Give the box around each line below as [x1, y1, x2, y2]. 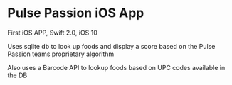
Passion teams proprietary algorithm [7, 50, 115, 58]
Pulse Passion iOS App [7, 5, 144, 21]
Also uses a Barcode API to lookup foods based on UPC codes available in [7, 63, 226, 72]
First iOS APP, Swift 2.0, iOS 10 [7, 28, 98, 37]
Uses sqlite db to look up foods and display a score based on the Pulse [7, 42, 216, 50]
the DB [7, 71, 28, 79]
